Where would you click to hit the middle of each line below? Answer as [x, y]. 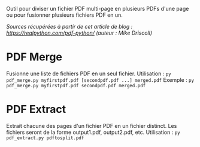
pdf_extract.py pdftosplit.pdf [45, 138]
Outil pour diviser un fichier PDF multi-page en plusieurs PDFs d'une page [98, 9]
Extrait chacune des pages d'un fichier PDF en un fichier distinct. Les [92, 125]
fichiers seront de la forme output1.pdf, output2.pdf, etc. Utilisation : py [93, 132]
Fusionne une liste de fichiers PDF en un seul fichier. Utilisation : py [89, 73]
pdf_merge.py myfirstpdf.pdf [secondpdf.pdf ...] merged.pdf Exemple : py [100, 79]
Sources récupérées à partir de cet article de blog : [69, 27]
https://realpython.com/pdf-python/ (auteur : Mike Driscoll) [79, 33]
